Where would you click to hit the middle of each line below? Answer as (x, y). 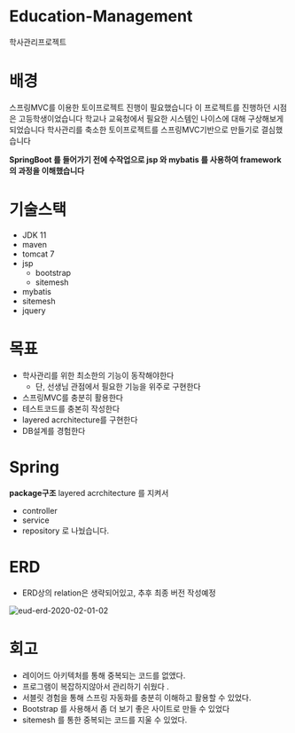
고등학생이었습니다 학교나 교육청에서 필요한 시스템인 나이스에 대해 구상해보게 (151, 118)
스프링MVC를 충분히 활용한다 (73, 398)
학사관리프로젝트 (38, 42)
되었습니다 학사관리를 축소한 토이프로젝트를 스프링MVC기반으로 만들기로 (134, 130)
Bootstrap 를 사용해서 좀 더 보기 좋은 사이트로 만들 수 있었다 (126, 708)
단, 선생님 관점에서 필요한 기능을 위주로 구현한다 (118, 386)
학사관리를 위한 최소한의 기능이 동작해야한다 (98, 375)
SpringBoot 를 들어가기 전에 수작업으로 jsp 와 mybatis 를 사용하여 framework (145, 159)
